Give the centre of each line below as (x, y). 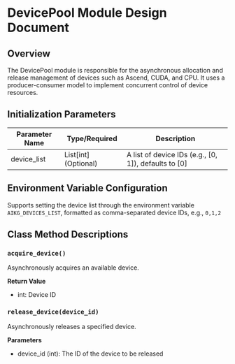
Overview (29, 53)
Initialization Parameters (62, 114)
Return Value (27, 282)
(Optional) (81, 163)
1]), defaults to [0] (157, 163)
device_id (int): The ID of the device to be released (90, 354)
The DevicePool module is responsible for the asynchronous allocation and (115, 70)
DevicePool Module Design (87, 13)
